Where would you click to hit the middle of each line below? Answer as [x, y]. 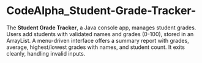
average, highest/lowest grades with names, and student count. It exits [96, 47]
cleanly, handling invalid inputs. [46, 53]
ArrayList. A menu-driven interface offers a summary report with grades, [98, 40]
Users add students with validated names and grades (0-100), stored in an [100, 34]
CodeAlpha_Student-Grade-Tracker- [101, 11]
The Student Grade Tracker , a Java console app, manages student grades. [101, 28]
